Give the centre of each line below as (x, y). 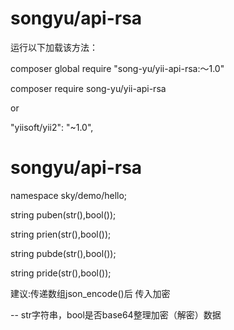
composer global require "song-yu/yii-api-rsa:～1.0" (117, 68)
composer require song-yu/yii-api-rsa (88, 88)
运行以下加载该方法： (54, 47)
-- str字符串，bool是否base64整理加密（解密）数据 (116, 314)
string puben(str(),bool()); (63, 214)
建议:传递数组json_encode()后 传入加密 (90, 293)
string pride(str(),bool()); (61, 273)
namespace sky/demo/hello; (69, 195)
